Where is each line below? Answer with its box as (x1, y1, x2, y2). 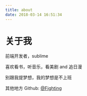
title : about (5, 7, 33, 13)
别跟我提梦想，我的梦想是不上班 (5, 74, 72, 81)
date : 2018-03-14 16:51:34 (5, 12, 62, 17)
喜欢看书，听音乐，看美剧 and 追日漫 (5, 64, 82, 70)
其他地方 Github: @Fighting (5, 85, 62, 91)
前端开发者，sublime (5, 53, 49, 59)
